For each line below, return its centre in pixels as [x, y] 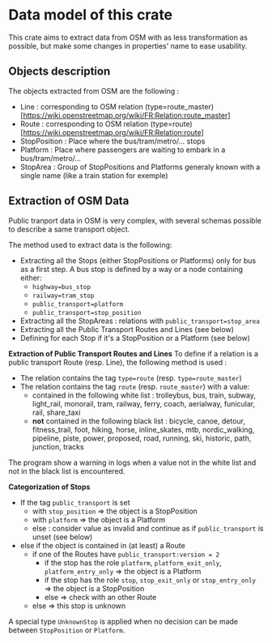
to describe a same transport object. [69, 229]
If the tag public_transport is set [75, 502]
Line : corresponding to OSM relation [82, 106]
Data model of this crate [91, 15]
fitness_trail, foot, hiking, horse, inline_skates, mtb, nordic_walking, [143, 429]
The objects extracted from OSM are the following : [94, 91]
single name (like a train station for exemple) [94, 175]
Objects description [59, 72]
